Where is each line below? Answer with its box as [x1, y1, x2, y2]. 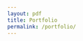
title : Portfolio [7, 17, 58, 24]
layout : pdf [7, 10, 42, 17]
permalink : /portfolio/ [7, 23, 77, 30]
